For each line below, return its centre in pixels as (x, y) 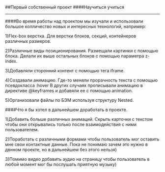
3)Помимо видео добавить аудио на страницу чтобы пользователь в (77, 159)
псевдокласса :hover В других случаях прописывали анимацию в (74, 85)
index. (11, 61)
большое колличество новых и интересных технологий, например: (76, 26)
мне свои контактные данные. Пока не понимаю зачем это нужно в (77, 144)
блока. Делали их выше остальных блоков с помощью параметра (75, 56)
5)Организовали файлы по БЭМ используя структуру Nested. (69, 100)
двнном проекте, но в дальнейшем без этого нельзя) (61, 150)
